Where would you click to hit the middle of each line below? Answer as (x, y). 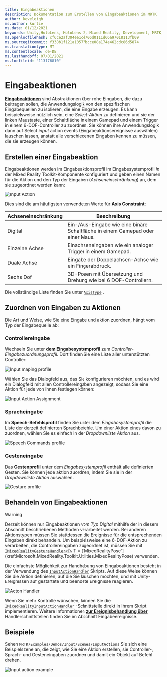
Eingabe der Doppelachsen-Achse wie (113, 259)
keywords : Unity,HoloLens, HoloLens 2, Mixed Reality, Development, (78, 33)
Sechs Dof (20, 277)
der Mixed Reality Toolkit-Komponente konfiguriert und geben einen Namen (83, 174)
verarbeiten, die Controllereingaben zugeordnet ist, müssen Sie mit (74, 545)
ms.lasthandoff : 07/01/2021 (34, 56)
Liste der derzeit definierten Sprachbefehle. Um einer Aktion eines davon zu (83, 428)
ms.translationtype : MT (30, 47)
